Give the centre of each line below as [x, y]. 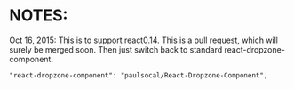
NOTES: [39, 16]
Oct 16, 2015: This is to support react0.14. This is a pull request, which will [143, 40]
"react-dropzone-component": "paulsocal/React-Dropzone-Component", [139, 75]
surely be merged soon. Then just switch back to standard [116, 49]
